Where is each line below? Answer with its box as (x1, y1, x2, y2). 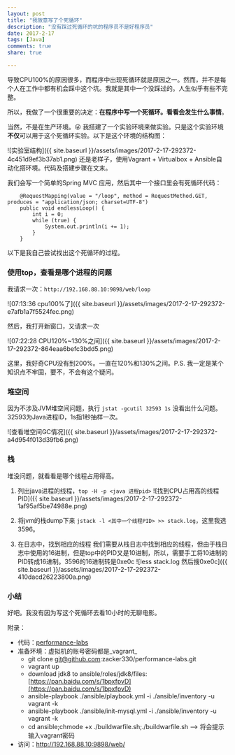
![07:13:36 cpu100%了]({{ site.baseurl (7, 300, 116, 308)
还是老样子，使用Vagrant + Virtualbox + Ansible (79, 154, 217, 163)
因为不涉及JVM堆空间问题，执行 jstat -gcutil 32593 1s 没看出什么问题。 (7, 404, 222, 412)
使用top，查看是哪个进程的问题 (7, 267, 112, 277)
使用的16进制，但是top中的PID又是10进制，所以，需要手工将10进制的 (29, 548, 228, 556)
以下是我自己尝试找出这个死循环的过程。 (7, 248, 124, 257)
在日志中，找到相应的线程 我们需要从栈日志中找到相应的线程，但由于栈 (17, 540, 222, 548)
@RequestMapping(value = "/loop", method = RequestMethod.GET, (20, 192, 208, 199)
